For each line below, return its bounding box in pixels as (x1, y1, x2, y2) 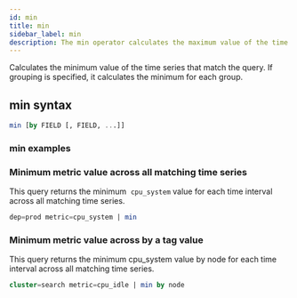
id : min (9, 12, 38, 22)
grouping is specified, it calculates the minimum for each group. (9, 72, 243, 83)
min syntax (9, 97, 73, 112)
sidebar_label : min (9, 29, 82, 38)
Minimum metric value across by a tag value (9, 233, 204, 246)
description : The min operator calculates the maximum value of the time (9, 37, 289, 47)
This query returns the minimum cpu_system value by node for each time (9, 254, 277, 265)
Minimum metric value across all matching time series (9, 165, 247, 178)
